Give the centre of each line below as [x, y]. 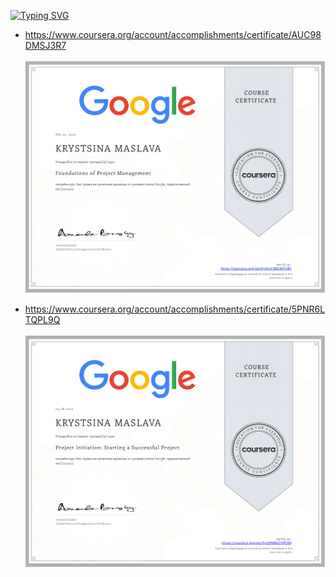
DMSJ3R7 [45, 45]
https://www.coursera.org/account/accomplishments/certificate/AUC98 [173, 34]
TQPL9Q [42, 319]
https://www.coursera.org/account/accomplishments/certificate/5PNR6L [175, 309]
